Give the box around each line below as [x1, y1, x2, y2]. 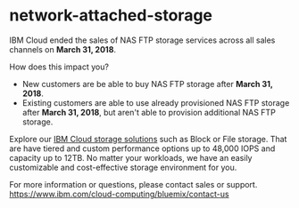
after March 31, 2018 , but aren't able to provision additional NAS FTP [21, 107, 277, 117]
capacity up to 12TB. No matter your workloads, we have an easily [9, 152, 253, 163]
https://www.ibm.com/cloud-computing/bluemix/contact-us [9, 188, 229, 199]
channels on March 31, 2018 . [9, 44, 117, 54]
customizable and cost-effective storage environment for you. [9, 162, 237, 172]
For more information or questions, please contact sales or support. [9, 179, 258, 189]
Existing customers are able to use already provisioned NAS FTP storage [21, 97, 290, 108]
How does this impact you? [9, 61, 110, 72]
